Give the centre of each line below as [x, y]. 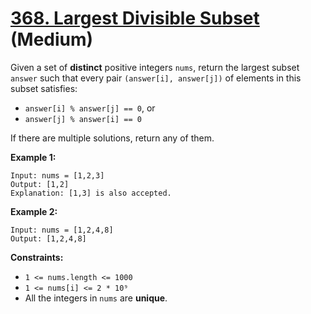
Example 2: [34, 211]
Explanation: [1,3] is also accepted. [91, 193]
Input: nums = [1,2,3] [57, 175]
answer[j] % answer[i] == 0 [83, 119]
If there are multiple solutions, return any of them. [112, 138]
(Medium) [52, 39]
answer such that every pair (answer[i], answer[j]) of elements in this [156, 78]
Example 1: [33, 157]
